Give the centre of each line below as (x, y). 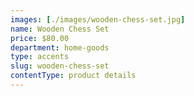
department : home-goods (60, 47)
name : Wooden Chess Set (60, 29)
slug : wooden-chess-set (60, 66)
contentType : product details (73, 76)
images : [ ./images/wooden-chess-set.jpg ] (98, 19)
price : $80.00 (40, 38)
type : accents (40, 57)
